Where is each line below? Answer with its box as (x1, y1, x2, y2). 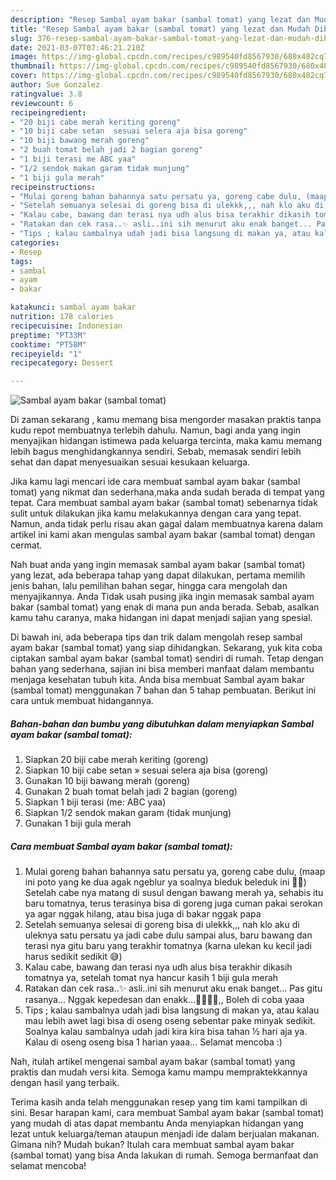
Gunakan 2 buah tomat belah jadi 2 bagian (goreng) (24, 786, 238, 798)
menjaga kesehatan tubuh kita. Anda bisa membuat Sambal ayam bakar (10, 674, 306, 686)
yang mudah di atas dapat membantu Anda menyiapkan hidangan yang (10, 1117, 304, 1130)
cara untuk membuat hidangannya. (10, 695, 154, 707)
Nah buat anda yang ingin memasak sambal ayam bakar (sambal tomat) (10, 559, 306, 571)
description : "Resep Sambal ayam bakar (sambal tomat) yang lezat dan (10, 14, 311, 25)
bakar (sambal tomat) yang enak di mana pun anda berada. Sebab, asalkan (10, 601, 320, 613)
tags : (10, 256, 33, 266)
